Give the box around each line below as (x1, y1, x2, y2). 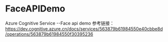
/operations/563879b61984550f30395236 (5, 31, 94, 37)
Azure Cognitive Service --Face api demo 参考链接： (5, 20, 114, 26)
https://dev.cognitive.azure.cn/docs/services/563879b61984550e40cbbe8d (5, 25, 163, 31)
